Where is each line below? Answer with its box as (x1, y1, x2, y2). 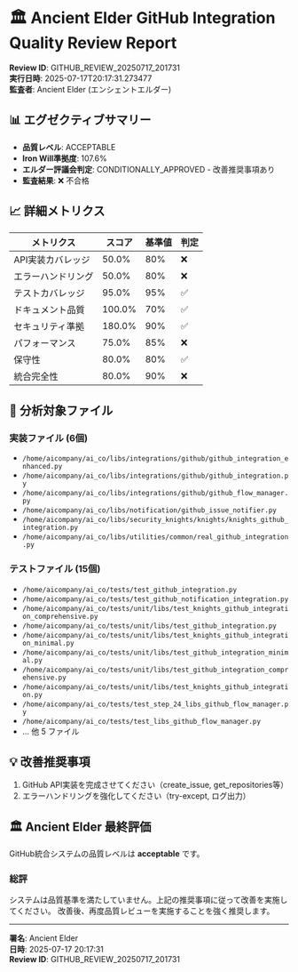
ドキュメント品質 (13, 303, 86, 316)
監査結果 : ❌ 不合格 (21, 175, 90, 186)
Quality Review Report (9, 33, 177, 53)
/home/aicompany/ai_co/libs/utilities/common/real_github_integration (21, 533, 289, 542)
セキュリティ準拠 (13, 320, 85, 333)
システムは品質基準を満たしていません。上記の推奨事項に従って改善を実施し (9, 895, 288, 905)
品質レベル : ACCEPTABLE (21, 141, 116, 152)
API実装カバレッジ (13, 253, 90, 266)
